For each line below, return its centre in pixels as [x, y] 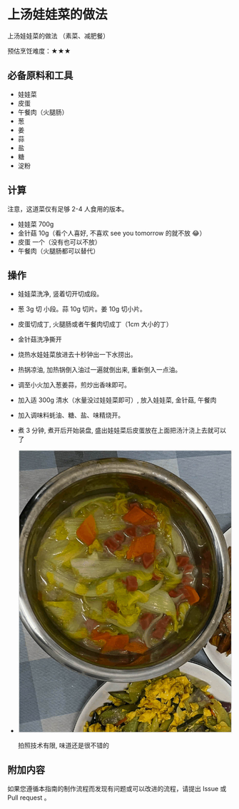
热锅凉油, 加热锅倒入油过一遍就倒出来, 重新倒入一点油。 [100, 370]
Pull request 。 [29, 798]
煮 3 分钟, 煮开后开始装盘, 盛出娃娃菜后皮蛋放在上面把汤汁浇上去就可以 [122, 431]
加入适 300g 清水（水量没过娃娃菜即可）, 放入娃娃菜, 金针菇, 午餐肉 [117, 400]
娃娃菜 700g [36, 224]
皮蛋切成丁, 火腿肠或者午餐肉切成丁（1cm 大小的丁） [95, 324]
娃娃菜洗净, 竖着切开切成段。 [60, 294]
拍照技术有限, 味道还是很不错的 [63, 745]
